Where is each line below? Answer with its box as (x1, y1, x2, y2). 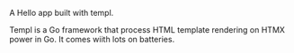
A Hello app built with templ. (9, 8, 114, 18)
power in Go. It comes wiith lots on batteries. (9, 34, 175, 44)
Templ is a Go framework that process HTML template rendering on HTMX (9, 25, 286, 34)
